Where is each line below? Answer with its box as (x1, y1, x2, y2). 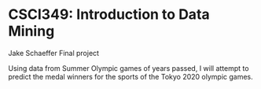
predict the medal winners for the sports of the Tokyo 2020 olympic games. (8, 72, 253, 81)
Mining (8, 22, 55, 40)
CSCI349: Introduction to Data (8, 6, 210, 24)
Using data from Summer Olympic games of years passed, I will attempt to (8, 63, 249, 72)
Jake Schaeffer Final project (8, 48, 100, 57)
